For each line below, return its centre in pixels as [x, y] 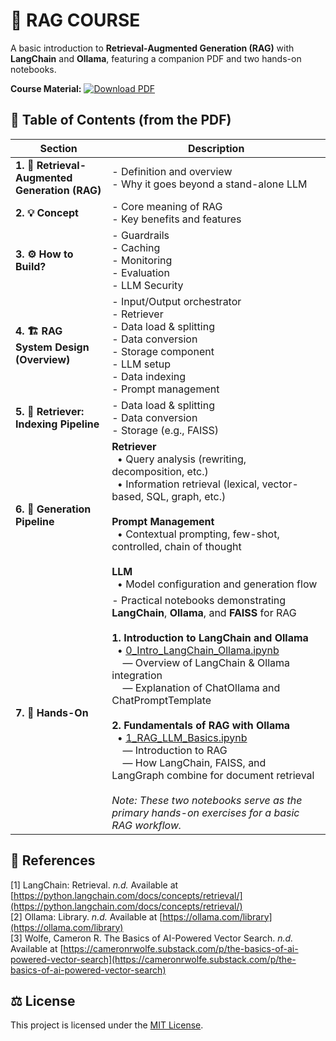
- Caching [136, 247]
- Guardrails [140, 235]
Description [216, 148]
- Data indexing [149, 376]
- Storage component [163, 351]
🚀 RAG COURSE [75, 20]
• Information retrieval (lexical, [188, 484]
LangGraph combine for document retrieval [213, 775]
